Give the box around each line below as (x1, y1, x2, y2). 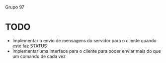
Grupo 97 (5, 4, 25, 10)
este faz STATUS (12, 43, 47, 49)
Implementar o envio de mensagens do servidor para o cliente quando (12, 37, 157, 43)
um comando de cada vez (12, 53, 66, 59)
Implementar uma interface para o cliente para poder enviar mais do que (12, 48, 161, 54)
